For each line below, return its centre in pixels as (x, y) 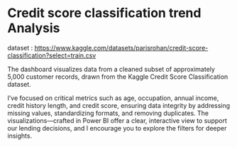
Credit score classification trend (104, 13)
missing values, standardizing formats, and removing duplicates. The (108, 113)
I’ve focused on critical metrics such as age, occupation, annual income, (113, 98)
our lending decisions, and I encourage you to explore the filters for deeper (117, 128)
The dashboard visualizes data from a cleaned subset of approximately (111, 69)
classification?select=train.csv (52, 55)
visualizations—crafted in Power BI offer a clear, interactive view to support (117, 120)
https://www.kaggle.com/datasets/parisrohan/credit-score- (121, 48)
